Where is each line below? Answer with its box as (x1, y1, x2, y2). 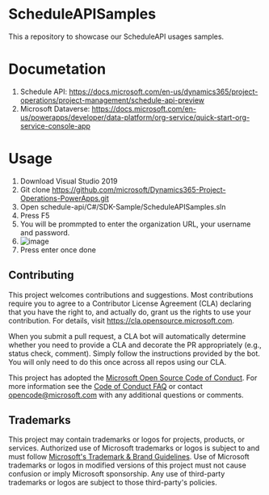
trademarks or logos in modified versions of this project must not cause (8, 460, 246, 470)
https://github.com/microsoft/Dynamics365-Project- (52, 184, 226, 194)
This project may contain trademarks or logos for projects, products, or (8, 434, 245, 445)
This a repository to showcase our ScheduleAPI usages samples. (8, 32, 225, 41)
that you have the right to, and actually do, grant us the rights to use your (8, 307, 252, 316)
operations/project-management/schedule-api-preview (19, 95, 204, 105)
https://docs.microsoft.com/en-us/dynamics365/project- (68, 87, 258, 96)
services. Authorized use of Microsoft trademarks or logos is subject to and (8, 443, 260, 453)
